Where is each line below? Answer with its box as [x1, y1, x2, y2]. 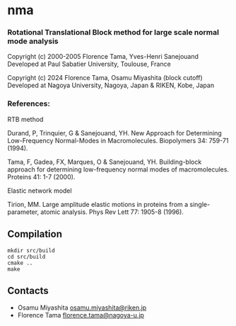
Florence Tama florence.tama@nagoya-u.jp [17, 311, 145, 320]
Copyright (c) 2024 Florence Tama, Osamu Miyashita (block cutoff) [7, 74, 203, 82]
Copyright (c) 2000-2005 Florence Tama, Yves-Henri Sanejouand [7, 52, 199, 61]
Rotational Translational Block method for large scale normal [7, 28, 219, 38]
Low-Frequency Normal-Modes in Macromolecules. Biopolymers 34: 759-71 [7, 136, 229, 145]
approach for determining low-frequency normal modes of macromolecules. [7, 165, 230, 174]
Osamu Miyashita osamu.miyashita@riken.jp [17, 303, 147, 312]
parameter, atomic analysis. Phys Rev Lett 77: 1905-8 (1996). [7, 208, 184, 216]
